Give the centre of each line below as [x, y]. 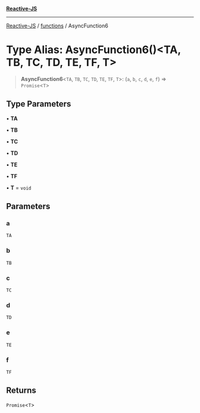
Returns [21, 391]
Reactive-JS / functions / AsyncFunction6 [57, 26]
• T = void [19, 188]
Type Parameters [39, 104]
